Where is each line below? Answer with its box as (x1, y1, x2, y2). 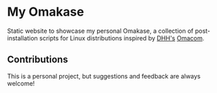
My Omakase (7, 4, 85, 20)
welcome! (7, 79, 35, 88)
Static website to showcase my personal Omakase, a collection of (7, 27, 194, 35)
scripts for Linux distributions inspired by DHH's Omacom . (39, 34, 205, 42)
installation (7, 34, 38, 42)
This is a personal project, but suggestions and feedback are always (7, 72, 201, 80)
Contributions (7, 54, 68, 66)
